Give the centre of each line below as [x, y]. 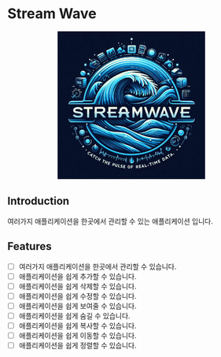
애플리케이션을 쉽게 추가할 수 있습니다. [77, 276]
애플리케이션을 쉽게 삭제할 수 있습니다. [77, 286]
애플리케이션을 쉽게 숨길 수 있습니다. [74, 315]
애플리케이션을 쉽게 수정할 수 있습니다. [77, 296]
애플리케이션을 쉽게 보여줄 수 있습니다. [77, 306]
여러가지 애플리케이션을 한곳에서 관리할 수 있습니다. [98, 266]
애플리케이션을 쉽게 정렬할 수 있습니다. [77, 346]
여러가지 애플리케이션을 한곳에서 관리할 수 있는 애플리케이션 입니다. [110, 221]
